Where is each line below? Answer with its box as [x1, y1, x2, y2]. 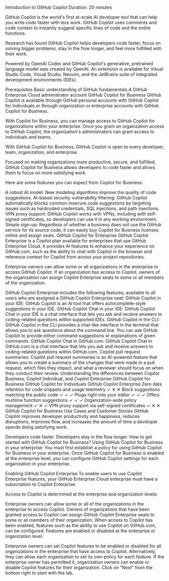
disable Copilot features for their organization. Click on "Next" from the [5, 564, 153, 570]
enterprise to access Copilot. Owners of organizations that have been [5, 506, 150, 512]
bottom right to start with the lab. [5, 570, 74, 576]
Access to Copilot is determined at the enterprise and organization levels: [5, 491, 158, 497]
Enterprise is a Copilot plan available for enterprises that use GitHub [5, 238, 146, 243]
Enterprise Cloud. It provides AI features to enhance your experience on [5, 243, 155, 249]
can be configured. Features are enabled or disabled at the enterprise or [5, 528, 155, 533]
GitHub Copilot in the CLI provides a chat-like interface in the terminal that [5, 322, 159, 328]
